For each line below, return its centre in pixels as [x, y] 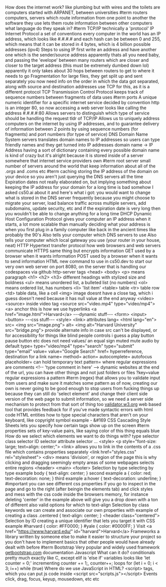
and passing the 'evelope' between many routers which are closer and [77, 60]
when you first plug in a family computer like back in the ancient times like [81, 229]
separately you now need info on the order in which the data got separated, [82, 81]
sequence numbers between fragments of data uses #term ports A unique [81, 97]
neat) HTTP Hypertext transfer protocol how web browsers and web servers [83, 245]
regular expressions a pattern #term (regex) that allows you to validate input [83, 378]
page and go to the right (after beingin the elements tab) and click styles [79, 489]
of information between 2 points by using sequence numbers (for [72, 129]
